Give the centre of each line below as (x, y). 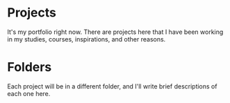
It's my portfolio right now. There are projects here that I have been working (115, 32)
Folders (30, 67)
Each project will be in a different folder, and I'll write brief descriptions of (112, 86)
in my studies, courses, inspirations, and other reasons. (87, 39)
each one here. (29, 93)
